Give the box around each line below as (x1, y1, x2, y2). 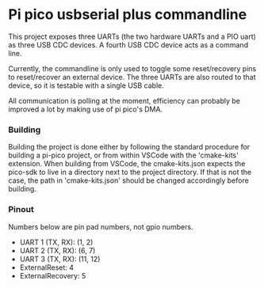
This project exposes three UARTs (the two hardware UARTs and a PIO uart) (8, 32, 256, 41)
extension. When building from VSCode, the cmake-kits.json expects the (8, 159, 246, 169)
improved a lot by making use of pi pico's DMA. (8, 104, 163, 114)
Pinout (8, 204, 34, 215)
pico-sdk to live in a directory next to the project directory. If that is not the (8, 168, 252, 177)
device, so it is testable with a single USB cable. (8, 81, 164, 90)
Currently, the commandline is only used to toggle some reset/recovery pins (8, 63, 257, 73)
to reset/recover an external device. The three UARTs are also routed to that (8, 72, 256, 81)
